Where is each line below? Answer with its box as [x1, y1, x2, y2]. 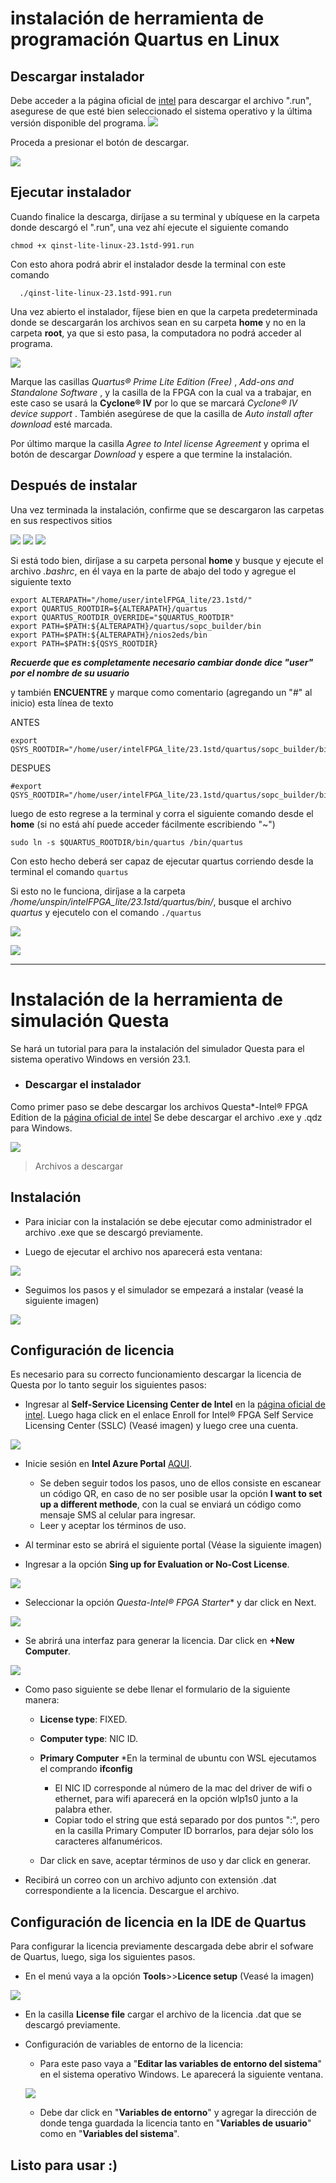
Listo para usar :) [10, 2157, 118, 2174]
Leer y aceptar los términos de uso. [39, 1520, 187, 1532]
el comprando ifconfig [39, 1763, 133, 1775]
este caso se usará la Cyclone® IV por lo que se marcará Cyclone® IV [10, 397, 298, 409]
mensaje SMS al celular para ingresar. [39, 1509, 196, 1521]
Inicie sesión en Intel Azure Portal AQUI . [24, 1458, 192, 1470]
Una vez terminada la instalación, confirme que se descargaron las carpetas [10, 503, 325, 516]
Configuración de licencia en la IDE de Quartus [10, 1913, 307, 1931]
